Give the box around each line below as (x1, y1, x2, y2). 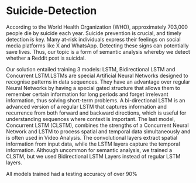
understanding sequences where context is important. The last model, (6, 115, 176, 122)
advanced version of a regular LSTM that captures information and (6, 103, 167, 110)
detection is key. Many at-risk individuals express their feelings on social (6, 36, 181, 43)
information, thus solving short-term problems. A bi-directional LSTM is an (6, 96, 185, 103)
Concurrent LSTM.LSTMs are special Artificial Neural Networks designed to (6, 72, 188, 79)
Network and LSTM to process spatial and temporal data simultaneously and (6, 127, 191, 135)
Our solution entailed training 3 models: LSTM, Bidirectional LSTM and (6, 65, 176, 72)
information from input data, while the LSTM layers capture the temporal (6, 140, 180, 147)
